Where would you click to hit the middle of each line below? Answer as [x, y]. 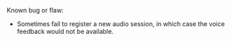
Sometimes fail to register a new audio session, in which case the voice [121, 24]
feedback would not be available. [65, 31]
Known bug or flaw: [35, 10]
